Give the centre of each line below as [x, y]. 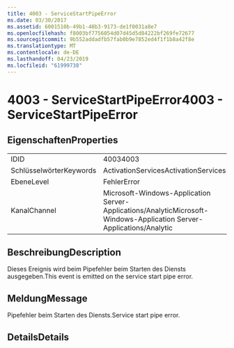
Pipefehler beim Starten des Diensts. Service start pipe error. [94, 315]
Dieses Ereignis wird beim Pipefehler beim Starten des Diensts [97, 269]
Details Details [38, 337]
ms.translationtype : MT [42, 46]
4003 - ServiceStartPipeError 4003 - [115, 100]
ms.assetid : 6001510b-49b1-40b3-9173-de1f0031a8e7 [82, 26]
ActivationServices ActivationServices [165, 170]
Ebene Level [30, 182]
